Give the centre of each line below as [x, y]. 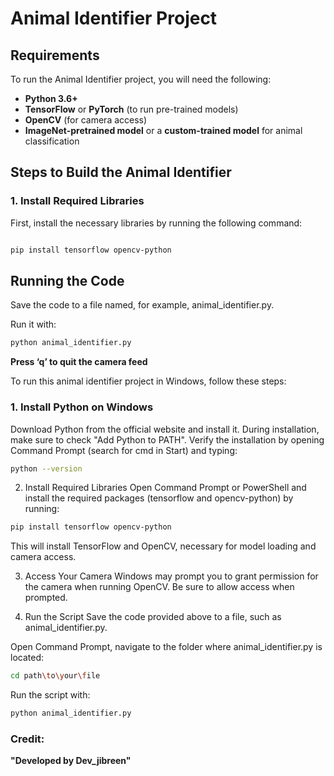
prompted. [46, 598]
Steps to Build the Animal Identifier [121, 172]
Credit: [27, 739]
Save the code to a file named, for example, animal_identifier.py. [142, 305]
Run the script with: [50, 695]
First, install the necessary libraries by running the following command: [156, 223]
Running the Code [67, 280]
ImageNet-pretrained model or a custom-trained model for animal [163, 130]
